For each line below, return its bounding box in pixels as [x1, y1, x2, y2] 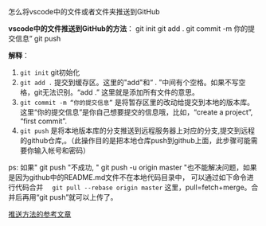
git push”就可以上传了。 [39, 193, 118, 201]
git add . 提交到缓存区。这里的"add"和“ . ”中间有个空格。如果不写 [19, 78, 239, 87]
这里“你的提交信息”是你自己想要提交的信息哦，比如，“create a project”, [19, 107, 253, 117]
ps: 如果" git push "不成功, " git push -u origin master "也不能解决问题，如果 [8, 162, 257, 172]
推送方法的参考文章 [8, 209, 72, 219]
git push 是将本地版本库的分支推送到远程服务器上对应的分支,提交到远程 [19, 126, 256, 135]
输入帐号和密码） [33, 146, 90, 155]
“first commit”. [19, 116, 68, 126]
